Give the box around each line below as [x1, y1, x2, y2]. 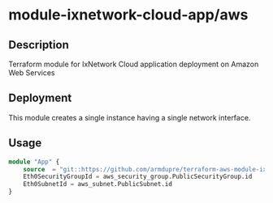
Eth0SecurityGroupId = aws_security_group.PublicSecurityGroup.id [23, 172, 253, 181]
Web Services [8, 68, 55, 78]
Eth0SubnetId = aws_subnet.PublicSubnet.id [23, 180, 173, 188]
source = [23, 165, 57, 173]
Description [8, 38, 69, 52]
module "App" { [8, 158, 60, 166]
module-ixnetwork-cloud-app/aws [8, 6, 249, 24]
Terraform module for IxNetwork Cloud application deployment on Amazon [8, 59, 259, 69]
